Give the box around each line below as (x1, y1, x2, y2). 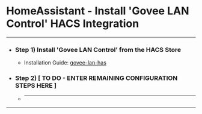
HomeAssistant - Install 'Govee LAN (6, 4, 189, 18)
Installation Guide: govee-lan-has (23, 59, 107, 66)
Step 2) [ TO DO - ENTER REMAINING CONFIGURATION (14, 74, 178, 82)
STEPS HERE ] (14, 82, 57, 90)
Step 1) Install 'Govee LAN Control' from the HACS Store (14, 45, 182, 54)
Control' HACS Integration (6, 17, 139, 30)
